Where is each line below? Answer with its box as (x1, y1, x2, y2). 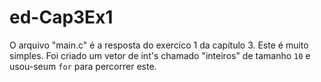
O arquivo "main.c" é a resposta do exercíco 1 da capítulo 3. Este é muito (9, 39, 309, 51)
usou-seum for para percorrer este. (9, 60, 157, 72)
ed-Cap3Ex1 (9, 6, 114, 29)
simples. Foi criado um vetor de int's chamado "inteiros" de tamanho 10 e (9, 49, 311, 61)
